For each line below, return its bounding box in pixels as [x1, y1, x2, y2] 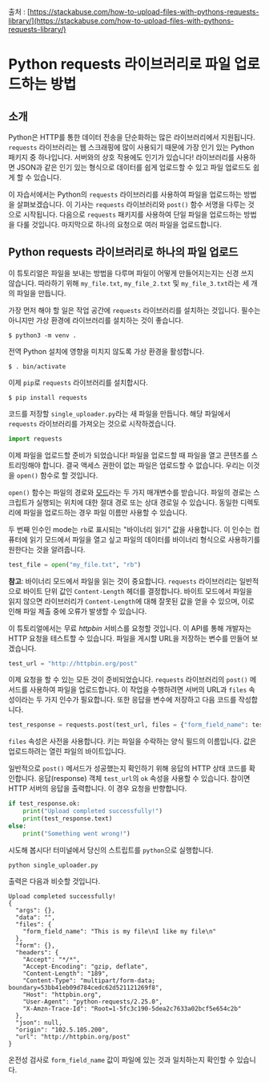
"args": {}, [15, 906, 56, 914]
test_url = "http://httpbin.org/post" [8, 659, 138, 668]
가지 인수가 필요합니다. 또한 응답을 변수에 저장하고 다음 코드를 [44, 695, 237, 705]
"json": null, [15, 1019, 62, 1027]
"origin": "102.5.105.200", [15, 1026, 110, 1034]
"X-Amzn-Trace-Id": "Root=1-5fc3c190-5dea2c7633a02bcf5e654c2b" [22, 1004, 242, 1013]
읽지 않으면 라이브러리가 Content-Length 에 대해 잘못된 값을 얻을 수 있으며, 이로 [8, 596, 255, 606]
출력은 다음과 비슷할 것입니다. [8, 876, 101, 885]
